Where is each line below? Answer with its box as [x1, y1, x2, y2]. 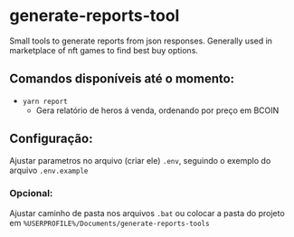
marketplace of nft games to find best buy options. [9, 44, 199, 55]
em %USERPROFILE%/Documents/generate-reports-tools [9, 217, 210, 228]
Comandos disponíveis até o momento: [9, 71, 235, 87]
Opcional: [9, 187, 53, 200]
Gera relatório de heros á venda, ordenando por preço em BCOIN [35, 105, 280, 116]
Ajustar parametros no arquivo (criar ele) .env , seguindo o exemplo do [9, 155, 271, 166]
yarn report [22, 97, 68, 106]
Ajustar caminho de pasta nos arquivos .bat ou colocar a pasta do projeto [9, 207, 285, 218]
